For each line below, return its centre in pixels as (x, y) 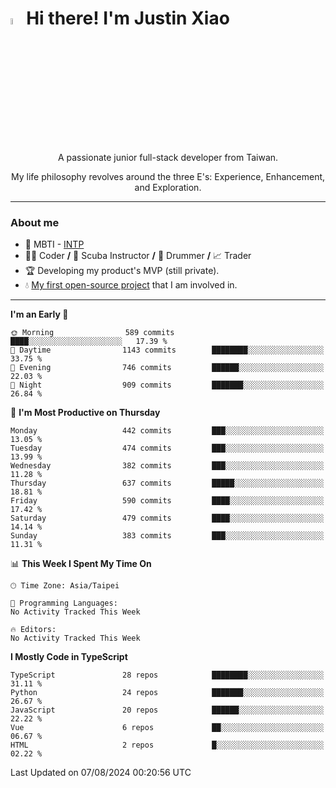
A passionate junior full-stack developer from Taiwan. (168, 158)
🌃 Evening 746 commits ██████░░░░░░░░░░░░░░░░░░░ (167, 368)
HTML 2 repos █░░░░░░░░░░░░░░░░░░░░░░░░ (167, 745)
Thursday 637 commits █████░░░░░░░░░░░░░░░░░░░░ (167, 483)
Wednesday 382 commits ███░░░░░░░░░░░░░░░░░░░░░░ (167, 466)
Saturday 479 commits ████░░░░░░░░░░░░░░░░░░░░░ (167, 518)
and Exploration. (168, 188)
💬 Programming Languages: (64, 603)
